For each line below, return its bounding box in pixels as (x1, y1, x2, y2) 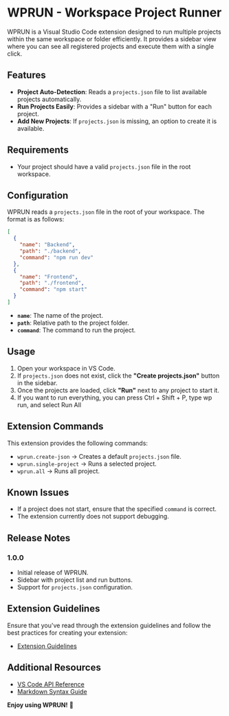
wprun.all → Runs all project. (17, 466, 100, 475)
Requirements (7, 144, 69, 156)
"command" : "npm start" (19, 286, 88, 293)
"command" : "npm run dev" (19, 254, 94, 261)
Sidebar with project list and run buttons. (17, 576, 133, 584)
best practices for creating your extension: (7, 628, 128, 637)
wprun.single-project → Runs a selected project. (17, 459, 157, 468)
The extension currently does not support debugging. (17, 512, 170, 521)
